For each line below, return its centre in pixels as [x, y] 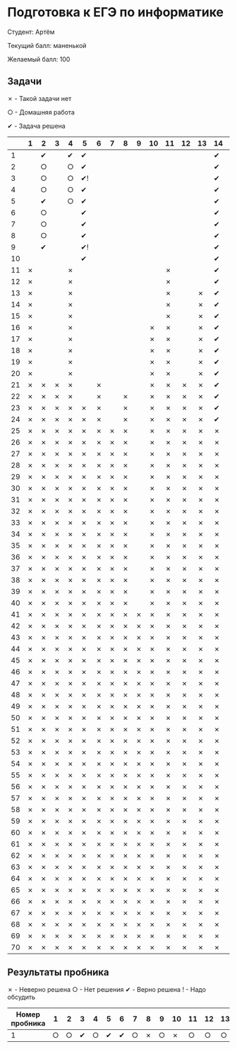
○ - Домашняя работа [41, 112]
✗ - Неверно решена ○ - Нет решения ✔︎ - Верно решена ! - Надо [107, 989]
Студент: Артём [31, 32]
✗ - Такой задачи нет [39, 98]
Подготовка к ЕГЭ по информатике [116, 12]
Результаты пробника [58, 972]
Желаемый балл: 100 [39, 59]
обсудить [22, 997]
